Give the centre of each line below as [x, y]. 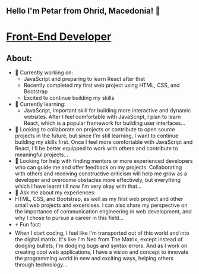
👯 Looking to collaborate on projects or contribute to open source [95, 130]
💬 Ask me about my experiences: [55, 193]
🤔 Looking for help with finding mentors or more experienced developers [104, 161]
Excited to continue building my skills [69, 98]
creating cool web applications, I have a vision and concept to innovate [102, 252]
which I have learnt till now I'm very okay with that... [78, 186]
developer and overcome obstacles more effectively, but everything [98, 180]
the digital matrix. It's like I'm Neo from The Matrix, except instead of [99, 240]
